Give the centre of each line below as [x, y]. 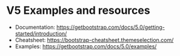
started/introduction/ [41, 33]
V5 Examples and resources [78, 11]
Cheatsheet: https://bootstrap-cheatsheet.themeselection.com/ [94, 40]
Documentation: [35, 27]
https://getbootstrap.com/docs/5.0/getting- [111, 27]
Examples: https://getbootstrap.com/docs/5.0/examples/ [86, 46]
